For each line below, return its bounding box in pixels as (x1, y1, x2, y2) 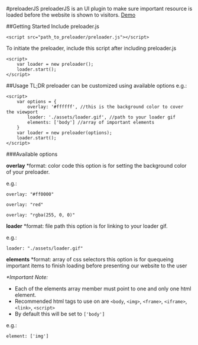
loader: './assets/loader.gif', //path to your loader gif (27, 114, 176, 120)
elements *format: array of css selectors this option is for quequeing (6, 256, 174, 263)
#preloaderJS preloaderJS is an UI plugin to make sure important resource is (6, 5, 193, 12)
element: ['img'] (6, 333, 49, 339)
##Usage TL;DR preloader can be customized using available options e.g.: (6, 82, 187, 89)
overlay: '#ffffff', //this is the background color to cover (27, 104, 184, 110)
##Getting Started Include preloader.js (6, 23, 99, 30)
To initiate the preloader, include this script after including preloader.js (6, 44, 177, 52)
